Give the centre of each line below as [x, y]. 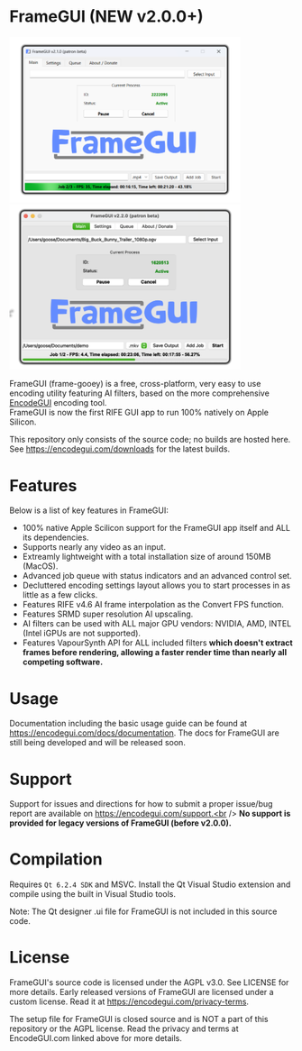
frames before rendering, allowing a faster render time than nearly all [154, 653]
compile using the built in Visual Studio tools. [92, 894]
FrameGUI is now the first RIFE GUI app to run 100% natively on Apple [139, 413]
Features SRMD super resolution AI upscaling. [108, 614]
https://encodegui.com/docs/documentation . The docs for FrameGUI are [144, 733]
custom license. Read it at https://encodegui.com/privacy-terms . [129, 1001]
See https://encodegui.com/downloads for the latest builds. [120, 449]
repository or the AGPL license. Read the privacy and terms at [124, 1028]
